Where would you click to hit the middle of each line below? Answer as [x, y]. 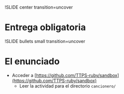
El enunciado [32, 61]
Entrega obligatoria [45, 27]
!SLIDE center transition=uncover [39, 7]
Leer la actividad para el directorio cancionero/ [67, 86]
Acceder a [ [24, 75]
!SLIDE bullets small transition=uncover [45, 41]
